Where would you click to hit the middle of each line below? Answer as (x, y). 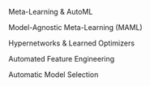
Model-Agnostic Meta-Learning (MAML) (76, 27)
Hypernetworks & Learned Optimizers (72, 43)
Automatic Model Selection (54, 75)
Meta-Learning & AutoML (51, 12)
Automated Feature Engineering (62, 59)
